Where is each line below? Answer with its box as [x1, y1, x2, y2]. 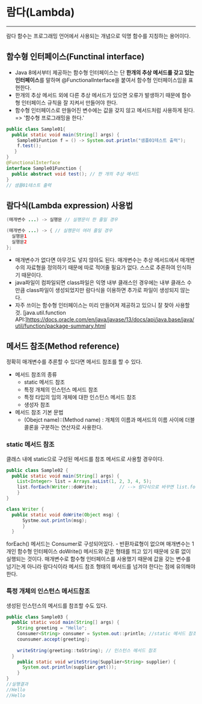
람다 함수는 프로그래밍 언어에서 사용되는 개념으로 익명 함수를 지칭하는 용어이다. [6, 32, 191, 39]
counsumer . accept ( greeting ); [17, 636, 90, 642]
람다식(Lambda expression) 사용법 [6, 200, 133, 211]
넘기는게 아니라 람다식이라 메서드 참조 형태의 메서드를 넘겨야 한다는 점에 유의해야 [6, 563, 196, 570]
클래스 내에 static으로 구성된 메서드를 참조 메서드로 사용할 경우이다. [6, 455, 164, 462]
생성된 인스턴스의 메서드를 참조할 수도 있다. [6, 601, 108, 609]
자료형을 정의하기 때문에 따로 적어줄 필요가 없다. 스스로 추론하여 [26, 264, 176, 271]
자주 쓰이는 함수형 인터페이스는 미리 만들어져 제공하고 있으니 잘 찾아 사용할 [14, 301, 191, 308]
